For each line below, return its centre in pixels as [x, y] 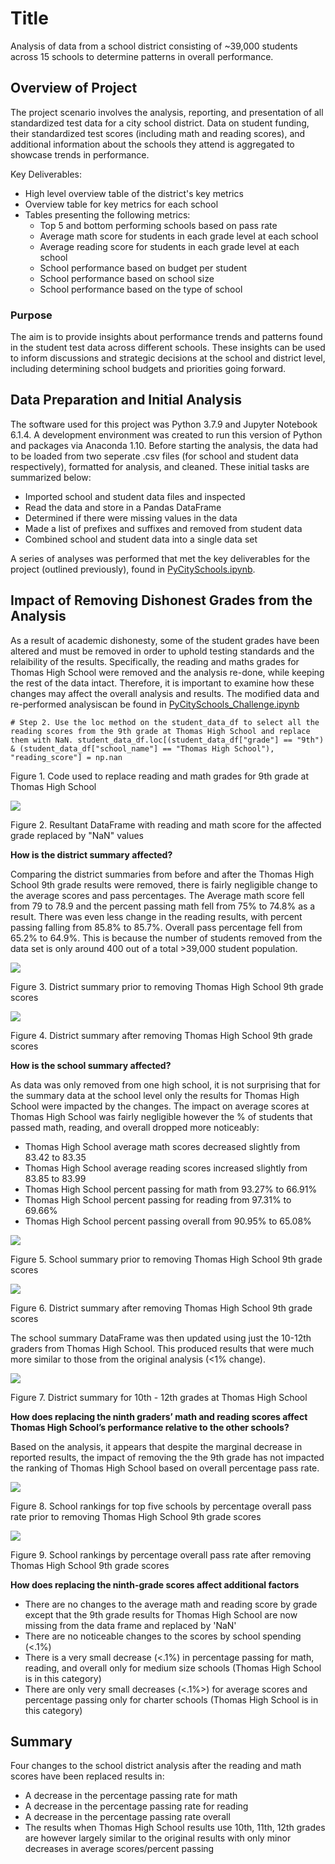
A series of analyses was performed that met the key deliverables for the [160, 558]
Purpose [31, 315]
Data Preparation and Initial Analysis [126, 400]
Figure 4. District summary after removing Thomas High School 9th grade [161, 1035]
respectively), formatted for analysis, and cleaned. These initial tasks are [160, 466]
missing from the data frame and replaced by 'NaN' [130, 1625]
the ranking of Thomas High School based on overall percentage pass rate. [165, 1468]
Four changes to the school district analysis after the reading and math [156, 1766]
